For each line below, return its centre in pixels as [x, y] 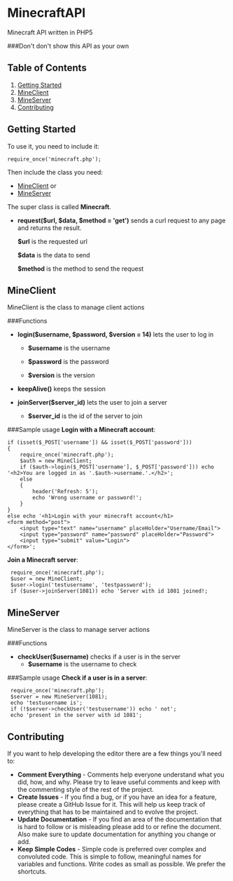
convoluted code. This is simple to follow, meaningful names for [109, 856]
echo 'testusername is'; [46, 703]
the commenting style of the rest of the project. [85, 789]
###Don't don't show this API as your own [68, 46]
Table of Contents [47, 68]
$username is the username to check [82, 664]
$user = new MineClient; [46, 579]
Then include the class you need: [55, 172]
